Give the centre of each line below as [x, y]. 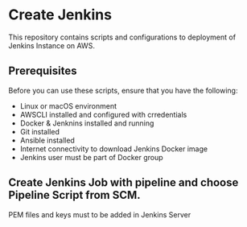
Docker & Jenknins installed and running [87, 123]
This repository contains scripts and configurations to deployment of [122, 37]
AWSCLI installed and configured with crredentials [103, 114]
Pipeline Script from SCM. [74, 195]
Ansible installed [47, 140]
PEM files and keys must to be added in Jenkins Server [100, 214]
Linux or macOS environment [68, 105]
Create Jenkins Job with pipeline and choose [123, 183]
